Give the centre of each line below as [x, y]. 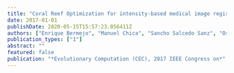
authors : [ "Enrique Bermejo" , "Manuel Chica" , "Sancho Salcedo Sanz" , [112, 33]
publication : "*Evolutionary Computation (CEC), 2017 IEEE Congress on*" [117, 59]
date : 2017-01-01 [32, 20]
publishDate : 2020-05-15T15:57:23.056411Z [70, 26]
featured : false [31, 53]
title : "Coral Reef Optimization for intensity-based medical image [109, 14]
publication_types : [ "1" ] [45, 40]
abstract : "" [26, 46]
